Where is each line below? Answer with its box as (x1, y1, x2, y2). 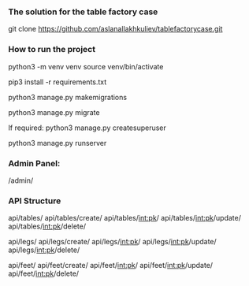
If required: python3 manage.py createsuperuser (8, 123, 167, 132)
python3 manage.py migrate (8, 107, 100, 117)
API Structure (8, 195, 61, 206)
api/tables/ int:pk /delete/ (8, 221, 87, 231)
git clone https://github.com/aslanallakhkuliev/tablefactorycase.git (8, 24, 223, 34)
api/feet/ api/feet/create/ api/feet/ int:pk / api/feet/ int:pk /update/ (8, 261, 214, 270)
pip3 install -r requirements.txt (8, 77, 107, 87)
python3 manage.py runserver (8, 138, 107, 147)
